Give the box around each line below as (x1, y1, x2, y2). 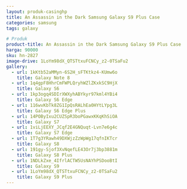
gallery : (6, 64, 28, 70)
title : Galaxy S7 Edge (17, 130, 73, 136)
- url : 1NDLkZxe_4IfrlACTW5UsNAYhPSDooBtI (11, 157, 118, 163)
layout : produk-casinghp (6, 8, 67, 15)
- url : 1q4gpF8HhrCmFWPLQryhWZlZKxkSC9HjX (11, 80, 118, 86)
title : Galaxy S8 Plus (17, 152, 73, 158)
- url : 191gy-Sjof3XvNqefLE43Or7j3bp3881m (11, 146, 118, 152)
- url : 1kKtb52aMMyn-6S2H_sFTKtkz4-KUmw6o (11, 69, 118, 75)
